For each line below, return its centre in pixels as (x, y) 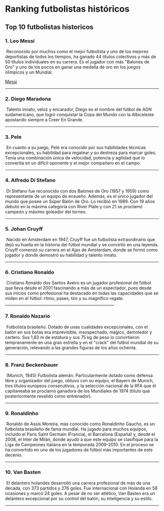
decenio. (14, 455)
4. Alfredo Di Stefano (31, 180)
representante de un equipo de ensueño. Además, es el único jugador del (79, 196)
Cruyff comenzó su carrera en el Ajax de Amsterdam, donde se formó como (82, 250)
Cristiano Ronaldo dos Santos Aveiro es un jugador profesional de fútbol (79, 283)
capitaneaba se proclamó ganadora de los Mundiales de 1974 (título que (78, 391)
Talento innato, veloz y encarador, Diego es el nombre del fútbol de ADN (79, 109)
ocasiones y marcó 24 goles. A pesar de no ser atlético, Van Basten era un (80, 493)
